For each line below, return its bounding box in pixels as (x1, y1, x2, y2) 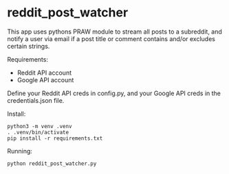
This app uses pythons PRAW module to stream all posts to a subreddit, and (7, 27, 222, 36)
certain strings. (7, 42, 50, 50)
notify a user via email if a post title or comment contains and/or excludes (7, 34, 215, 42)
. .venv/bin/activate (7, 129, 69, 136)
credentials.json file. (7, 96, 65, 104)
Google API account (17, 75, 74, 84)
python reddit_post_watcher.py (7, 160, 97, 167)
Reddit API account (17, 69, 72, 77)
